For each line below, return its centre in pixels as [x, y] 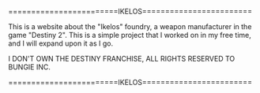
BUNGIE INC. [30, 67]
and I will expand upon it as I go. [61, 43]
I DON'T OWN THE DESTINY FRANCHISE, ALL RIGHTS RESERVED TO [122, 59]
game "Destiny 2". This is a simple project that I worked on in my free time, [130, 35]
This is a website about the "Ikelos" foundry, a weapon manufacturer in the [130, 26]
